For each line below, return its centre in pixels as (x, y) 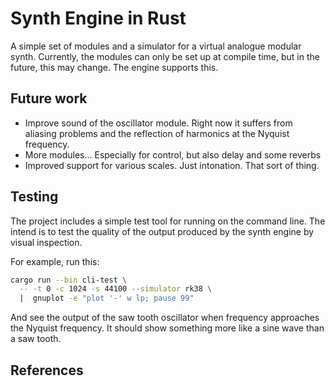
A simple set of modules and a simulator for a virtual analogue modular (156, 46)
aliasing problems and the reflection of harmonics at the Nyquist (157, 133)
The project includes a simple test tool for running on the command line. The (168, 221)
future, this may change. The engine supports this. (114, 67)
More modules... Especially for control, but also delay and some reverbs (173, 154)
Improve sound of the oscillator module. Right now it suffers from (158, 123)
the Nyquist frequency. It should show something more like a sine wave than (167, 328)
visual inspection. (46, 242)
